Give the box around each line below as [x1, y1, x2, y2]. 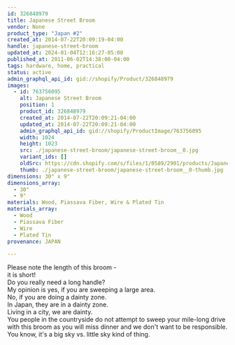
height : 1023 [20, 141, 58, 148]
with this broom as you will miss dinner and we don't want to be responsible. [7, 323, 228, 331]
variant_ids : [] [20, 153, 68, 161]
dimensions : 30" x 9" [7, 173, 71, 180]
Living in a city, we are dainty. [7, 308, 93, 316]
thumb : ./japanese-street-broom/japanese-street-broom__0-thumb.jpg [20, 166, 224, 174]
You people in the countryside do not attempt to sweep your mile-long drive [7, 316, 226, 324]
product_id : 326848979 [20, 108, 86, 115]
